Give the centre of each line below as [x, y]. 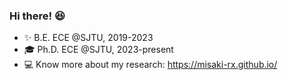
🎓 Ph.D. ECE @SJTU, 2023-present [98, 50]
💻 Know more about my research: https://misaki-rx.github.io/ [150, 65]
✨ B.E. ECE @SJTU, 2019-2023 [88, 38]
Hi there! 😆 [37, 16]
